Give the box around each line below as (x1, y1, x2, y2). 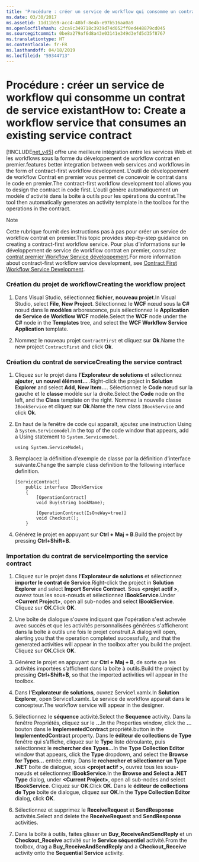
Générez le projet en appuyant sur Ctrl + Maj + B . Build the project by (14, 531, 182, 538)
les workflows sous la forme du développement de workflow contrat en (6, 155, 180, 162)
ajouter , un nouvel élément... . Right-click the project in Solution (14, 377, 173, 385)
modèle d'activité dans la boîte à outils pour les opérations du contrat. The (6, 192, 186, 199)
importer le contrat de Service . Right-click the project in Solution (14, 579, 174, 587)
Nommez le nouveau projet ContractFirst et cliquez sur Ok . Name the (14, 337, 185, 344)
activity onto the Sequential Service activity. (14, 850, 124, 857)
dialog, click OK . (14, 795, 55, 802)
